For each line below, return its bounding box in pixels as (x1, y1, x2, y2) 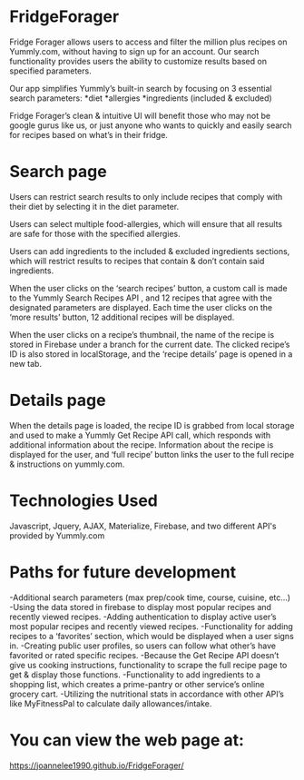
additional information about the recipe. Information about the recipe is (9, 439, 274, 450)
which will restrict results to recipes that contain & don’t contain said (9, 255, 265, 266)
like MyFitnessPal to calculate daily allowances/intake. (9, 697, 212, 709)
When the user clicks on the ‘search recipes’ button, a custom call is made (9, 282, 288, 293)
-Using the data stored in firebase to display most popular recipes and (9, 601, 272, 612)
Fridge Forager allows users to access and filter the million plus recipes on (9, 36, 288, 47)
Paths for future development (9, 561, 237, 582)
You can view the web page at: (9, 729, 245, 750)
